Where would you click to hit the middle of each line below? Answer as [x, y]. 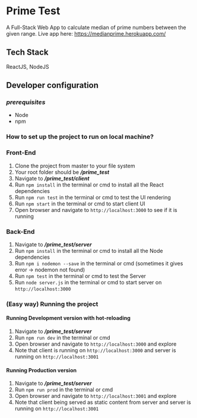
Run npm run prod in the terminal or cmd [64, 389]
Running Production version [42, 370]
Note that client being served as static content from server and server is [103, 403]
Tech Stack [27, 53]
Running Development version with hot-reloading [68, 318]
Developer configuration [53, 85]
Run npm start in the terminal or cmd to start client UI [80, 204]
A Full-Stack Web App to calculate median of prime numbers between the [96, 27]
